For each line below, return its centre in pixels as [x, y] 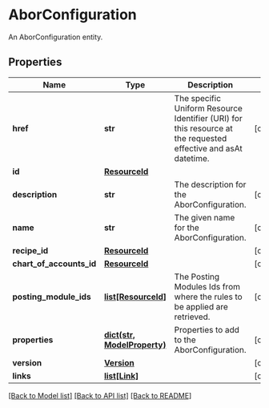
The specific [198, 98]
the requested [201, 138]
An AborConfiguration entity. [56, 37]
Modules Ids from [207, 286]
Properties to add [207, 329]
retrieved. [192, 317]
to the [185, 340]
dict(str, [119, 334]
